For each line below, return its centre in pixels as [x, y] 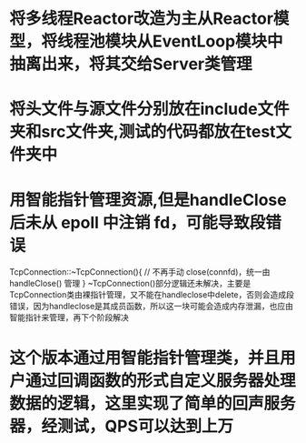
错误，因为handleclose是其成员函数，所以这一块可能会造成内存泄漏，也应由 [151, 307]
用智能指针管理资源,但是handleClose [148, 200]
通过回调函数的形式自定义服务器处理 [161, 381]
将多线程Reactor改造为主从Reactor [142, 19]
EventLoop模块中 [218, 41]
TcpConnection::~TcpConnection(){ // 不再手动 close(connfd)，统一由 [140, 272]
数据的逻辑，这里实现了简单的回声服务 [153, 403]
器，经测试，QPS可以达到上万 [122, 426]
